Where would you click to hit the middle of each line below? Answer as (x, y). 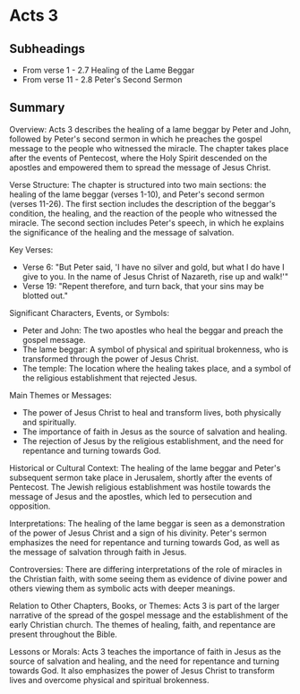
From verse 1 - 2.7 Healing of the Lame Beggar (108, 70)
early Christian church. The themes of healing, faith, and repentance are (142, 624)
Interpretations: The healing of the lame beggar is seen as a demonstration (147, 523)
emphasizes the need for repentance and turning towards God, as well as (145, 542)
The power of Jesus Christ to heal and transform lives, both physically (152, 412)
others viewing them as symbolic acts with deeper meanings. (122, 588)
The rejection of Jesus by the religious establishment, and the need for (153, 441)
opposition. (30, 506)
